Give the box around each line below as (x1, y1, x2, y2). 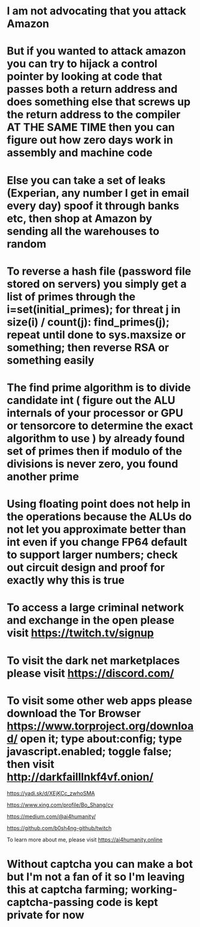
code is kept (96, 895, 158, 909)
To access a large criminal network (7, 601, 184, 615)
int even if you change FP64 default (7, 536, 187, 549)
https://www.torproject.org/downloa (7, 719, 194, 733)
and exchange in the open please (7, 613, 175, 627)
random (7, 237, 47, 251)
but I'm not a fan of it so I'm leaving (7, 870, 185, 883)
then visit (7, 757, 54, 771)
